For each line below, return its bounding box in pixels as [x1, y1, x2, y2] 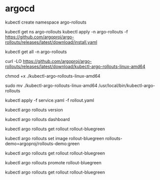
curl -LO [5, 58, 22, 64]
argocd [5, 3, 35, 14]
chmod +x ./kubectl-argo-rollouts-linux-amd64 [5, 73, 101, 79]
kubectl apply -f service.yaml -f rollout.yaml [5, 97, 95, 103]
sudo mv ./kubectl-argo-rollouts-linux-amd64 [5, 82, 97, 89]
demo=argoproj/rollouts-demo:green [5, 141, 80, 147]
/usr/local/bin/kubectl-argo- [98, 82, 156, 89]
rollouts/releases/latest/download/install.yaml [5, 39, 97, 45]
